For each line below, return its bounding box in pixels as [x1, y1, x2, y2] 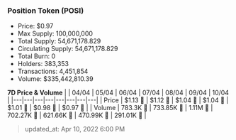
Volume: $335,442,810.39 [17, 75, 94, 83]
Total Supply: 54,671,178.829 [17, 37, 101, 45]
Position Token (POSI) [7, 6, 84, 16]
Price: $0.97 [17, 22, 54, 31]
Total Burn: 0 [17, 52, 55, 60]
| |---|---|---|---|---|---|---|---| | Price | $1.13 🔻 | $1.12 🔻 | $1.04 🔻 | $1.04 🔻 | [7, 96, 229, 104]
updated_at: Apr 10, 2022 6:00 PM [24, 125, 125, 134]
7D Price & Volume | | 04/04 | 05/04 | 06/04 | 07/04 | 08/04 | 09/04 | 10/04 [7, 88, 229, 97]
